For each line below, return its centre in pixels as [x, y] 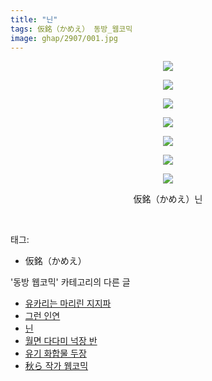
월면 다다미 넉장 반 [61, 341]
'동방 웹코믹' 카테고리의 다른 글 [70, 282]
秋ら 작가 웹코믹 [56, 366]
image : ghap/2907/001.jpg [64, 38]
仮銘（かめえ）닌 [168, 199]
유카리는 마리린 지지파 [68, 303]
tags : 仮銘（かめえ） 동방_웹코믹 [71, 29]
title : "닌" [34, 19]
